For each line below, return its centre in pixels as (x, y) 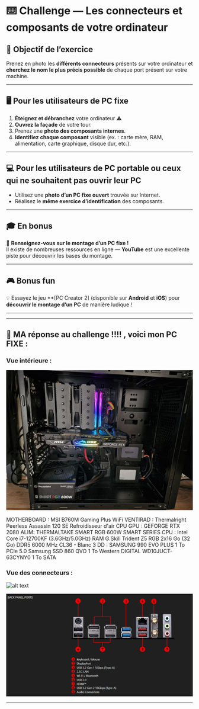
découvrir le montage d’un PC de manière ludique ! (69, 304)
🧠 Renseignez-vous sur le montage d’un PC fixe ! (68, 243)
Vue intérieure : (29, 360)
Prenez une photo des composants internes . (70, 131)
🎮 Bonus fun (31, 280)
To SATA (46, 557)
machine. (17, 76)
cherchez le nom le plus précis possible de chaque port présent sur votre (97, 70)
